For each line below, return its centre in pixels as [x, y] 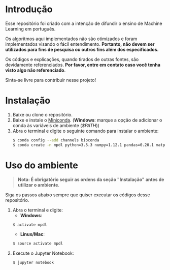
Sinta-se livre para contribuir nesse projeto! [51, 80]
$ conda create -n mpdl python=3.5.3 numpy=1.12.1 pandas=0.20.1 [83, 145]
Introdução [29, 9]
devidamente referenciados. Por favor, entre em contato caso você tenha [83, 65]
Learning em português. [30, 28]
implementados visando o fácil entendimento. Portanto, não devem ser [80, 44]
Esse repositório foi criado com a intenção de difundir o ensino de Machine [84, 23]
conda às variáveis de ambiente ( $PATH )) [56, 125]
